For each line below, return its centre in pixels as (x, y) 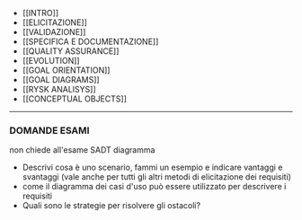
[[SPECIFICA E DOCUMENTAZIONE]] (90, 41)
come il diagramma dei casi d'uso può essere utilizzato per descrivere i (154, 187)
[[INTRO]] (40, 13)
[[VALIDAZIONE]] (54, 32)
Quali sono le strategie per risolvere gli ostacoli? (111, 206)
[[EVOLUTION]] (51, 61)
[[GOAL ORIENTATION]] (66, 70)
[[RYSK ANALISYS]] (59, 89)
